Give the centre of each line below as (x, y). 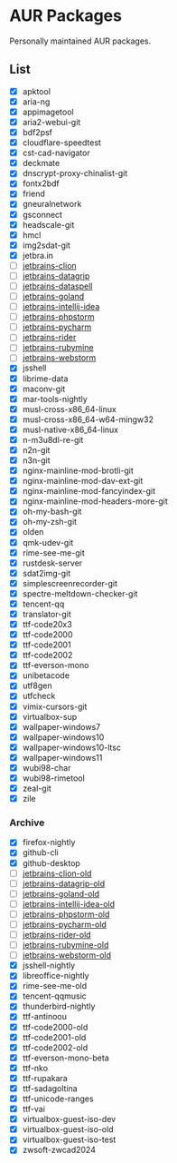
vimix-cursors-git (55, 706)
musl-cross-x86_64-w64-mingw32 (88, 419)
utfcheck (39, 696)
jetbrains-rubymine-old (65, 945)
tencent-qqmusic (55, 996)
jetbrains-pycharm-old (64, 924)
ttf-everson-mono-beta (66, 1058)
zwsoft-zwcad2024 (59, 1150)
